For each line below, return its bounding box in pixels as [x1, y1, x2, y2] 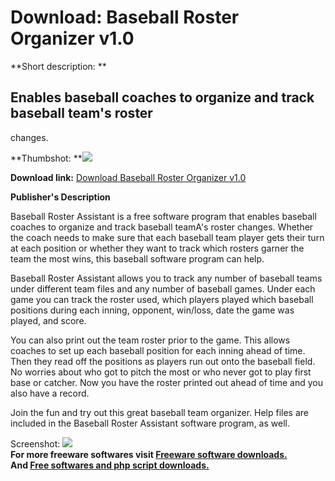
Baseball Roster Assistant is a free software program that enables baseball [10, 210, 317, 222]
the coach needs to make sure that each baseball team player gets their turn [10, 231, 325, 243]
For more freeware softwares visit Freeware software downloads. [10, 448, 288, 460]
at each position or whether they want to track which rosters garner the [10, 242, 305, 254]
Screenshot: [10, 437, 61, 450]
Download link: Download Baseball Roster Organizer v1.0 [10, 171, 247, 183]
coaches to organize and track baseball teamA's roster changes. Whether [10, 221, 314, 233]
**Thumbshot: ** [10, 152, 83, 164]
